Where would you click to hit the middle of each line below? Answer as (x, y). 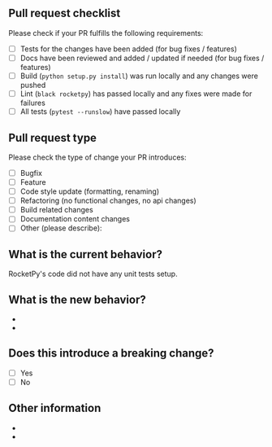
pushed (33, 85)
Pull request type (53, 138)
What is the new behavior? (77, 299)
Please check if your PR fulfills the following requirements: (106, 33)
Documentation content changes (75, 219)
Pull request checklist (65, 13)
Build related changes (56, 210)
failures (33, 103)
